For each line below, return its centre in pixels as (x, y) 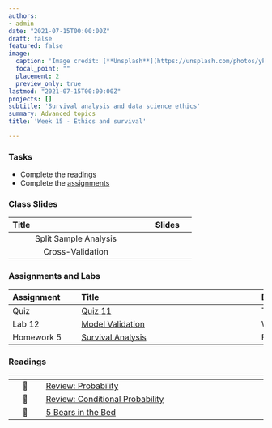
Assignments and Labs (55, 276)
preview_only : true (49, 83)
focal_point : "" (43, 69)
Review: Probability (82, 386)
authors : (23, 16)
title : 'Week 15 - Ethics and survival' (78, 122)
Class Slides (33, 204)
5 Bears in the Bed (81, 413)
